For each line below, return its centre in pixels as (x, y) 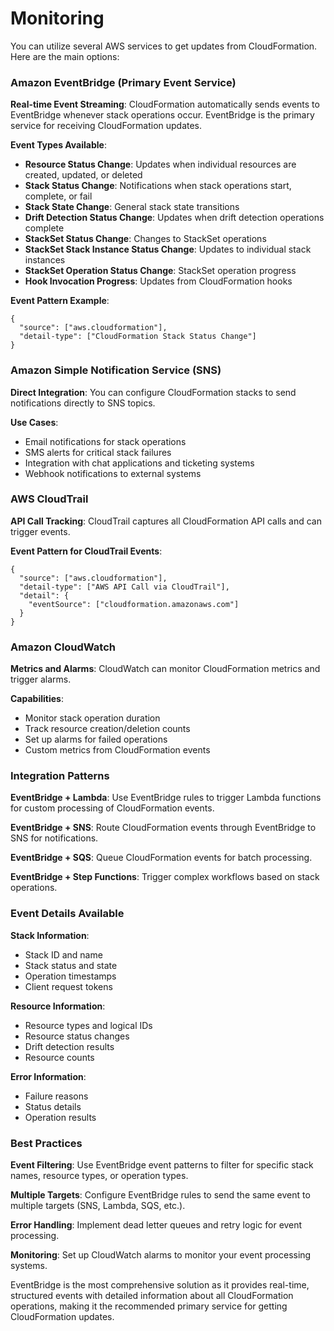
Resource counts (59, 1057)
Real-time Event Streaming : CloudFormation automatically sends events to (165, 104)
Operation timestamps (70, 976)
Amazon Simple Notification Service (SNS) (116, 370)
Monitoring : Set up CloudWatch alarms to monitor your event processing (161, 1255)
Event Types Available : (58, 145)
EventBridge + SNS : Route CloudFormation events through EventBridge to (163, 828)
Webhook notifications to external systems (113, 473)
